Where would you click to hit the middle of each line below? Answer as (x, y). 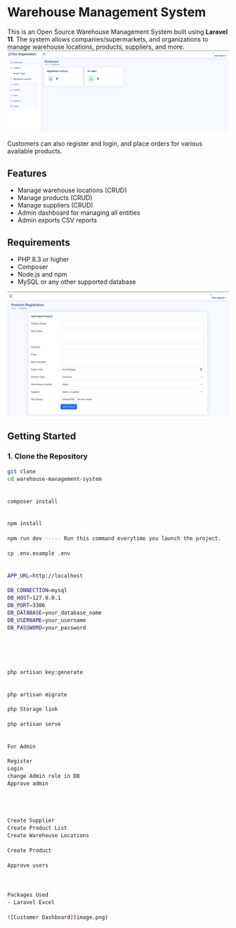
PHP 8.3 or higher (43, 259)
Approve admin (28, 784)
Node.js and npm (42, 275)
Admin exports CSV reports (57, 220)
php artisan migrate (38, 694)
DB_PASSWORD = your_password (47, 627)
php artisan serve (34, 725)
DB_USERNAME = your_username (47, 620)
